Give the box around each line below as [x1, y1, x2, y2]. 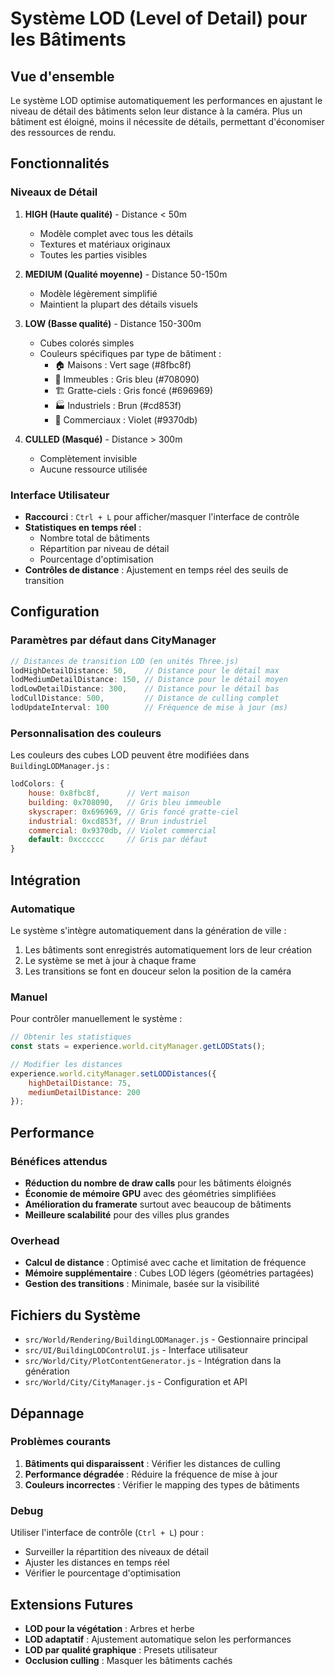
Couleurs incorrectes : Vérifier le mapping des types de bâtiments [24, 1478, 300, 1491]
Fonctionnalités [10, 155, 110, 172]
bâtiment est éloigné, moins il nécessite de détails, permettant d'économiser [10, 116, 325, 127]
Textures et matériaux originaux [39, 238, 171, 250]
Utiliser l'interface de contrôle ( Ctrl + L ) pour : [10, 1527, 204, 1539]
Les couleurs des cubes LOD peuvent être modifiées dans [10, 749, 250, 761]
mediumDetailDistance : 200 [28, 1087, 141, 1097]
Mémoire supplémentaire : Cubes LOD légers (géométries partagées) [24, 1267, 315, 1279]
